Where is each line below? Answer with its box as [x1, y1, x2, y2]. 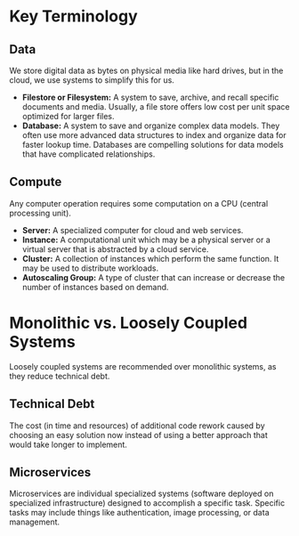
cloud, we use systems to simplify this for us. [9, 75, 175, 85]
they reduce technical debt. [9, 370, 110, 381]
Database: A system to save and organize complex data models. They [21, 120, 280, 131]
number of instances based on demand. [21, 281, 169, 292]
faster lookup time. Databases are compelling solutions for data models [21, 140, 284, 150]
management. [9, 516, 61, 527]
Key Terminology [9, 6, 138, 27]
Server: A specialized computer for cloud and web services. [21, 224, 244, 235]
